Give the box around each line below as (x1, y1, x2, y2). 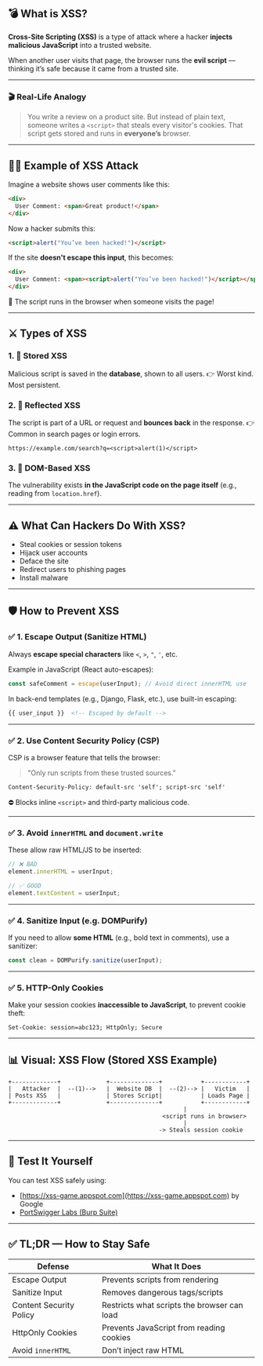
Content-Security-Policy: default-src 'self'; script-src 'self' (8, 783, 225, 791)
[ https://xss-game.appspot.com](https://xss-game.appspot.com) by (19, 1190, 240, 1200)
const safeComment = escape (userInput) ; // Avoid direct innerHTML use (8, 679, 247, 687)
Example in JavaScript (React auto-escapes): (8, 665, 154, 674)
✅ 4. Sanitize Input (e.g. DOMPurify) (8, 915, 148, 926)
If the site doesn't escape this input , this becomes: (8, 253, 175, 262)
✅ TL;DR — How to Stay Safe (8, 1237, 150, 1251)
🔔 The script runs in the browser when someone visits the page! (8, 297, 214, 307)
